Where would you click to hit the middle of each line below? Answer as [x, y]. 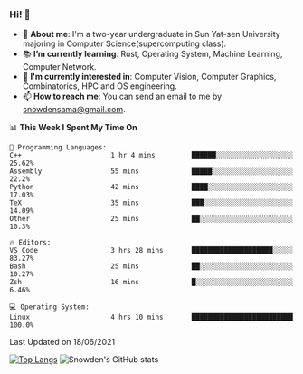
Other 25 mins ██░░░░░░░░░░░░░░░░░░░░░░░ [151, 219]
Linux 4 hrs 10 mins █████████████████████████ [151, 317]
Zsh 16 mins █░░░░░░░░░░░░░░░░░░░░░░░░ [151, 283]
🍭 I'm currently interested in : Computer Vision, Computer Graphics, [149, 77]
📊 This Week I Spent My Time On [73, 128]
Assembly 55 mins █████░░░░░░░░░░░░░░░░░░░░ [151, 171]
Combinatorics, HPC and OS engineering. [100, 86]
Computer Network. [59, 67]
